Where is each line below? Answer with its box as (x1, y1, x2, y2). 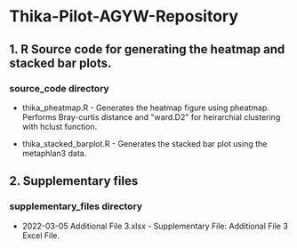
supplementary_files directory (9, 200, 143, 212)
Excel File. (21, 229, 60, 241)
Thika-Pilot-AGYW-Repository (9, 6, 238, 27)
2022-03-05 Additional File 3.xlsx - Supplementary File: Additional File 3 (21, 220, 289, 231)
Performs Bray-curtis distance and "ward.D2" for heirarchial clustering (21, 111, 281, 122)
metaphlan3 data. (21, 148, 87, 158)
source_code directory (9, 82, 109, 94)
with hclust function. (21, 121, 98, 132)
